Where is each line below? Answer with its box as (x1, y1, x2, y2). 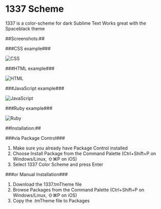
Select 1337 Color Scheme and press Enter (12, 161, 104, 167)
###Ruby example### (5, 105, 53, 111)
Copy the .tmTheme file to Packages (12, 197, 90, 203)
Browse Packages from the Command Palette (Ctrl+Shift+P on (12, 186, 145, 193)
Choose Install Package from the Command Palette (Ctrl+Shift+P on (12, 150, 156, 157)
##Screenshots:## (5, 35, 45, 42)
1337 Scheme (5, 3, 64, 15)
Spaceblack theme (5, 25, 45, 31)
